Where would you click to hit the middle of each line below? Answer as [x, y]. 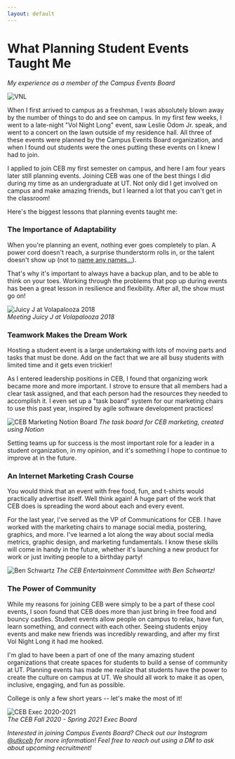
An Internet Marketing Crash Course [70, 476]
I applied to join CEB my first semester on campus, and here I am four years [116, 168]
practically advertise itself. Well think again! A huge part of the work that [112, 499]
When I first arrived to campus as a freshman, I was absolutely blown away [116, 110]
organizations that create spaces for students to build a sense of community [117, 662]
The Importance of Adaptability [62, 230]
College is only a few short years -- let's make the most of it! [95, 698]
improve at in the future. [42, 458]
